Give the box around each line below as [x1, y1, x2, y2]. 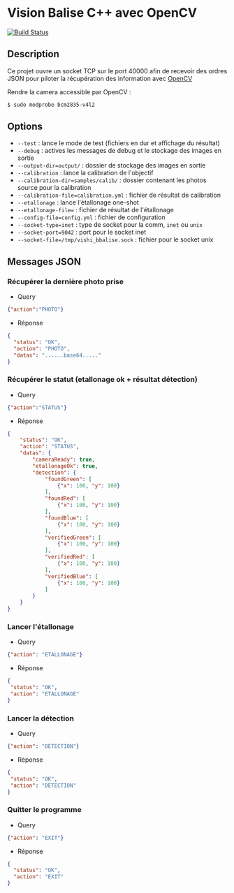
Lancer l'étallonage [7, 621, 75, 631]
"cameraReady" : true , [32, 456, 96, 464]
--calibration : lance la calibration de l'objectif [17, 169, 154, 177]
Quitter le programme [7, 805, 82, 815]
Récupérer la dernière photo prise [7, 276, 124, 286]
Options [7, 121, 43, 133]
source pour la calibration [17, 184, 92, 192]
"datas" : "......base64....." [13, 351, 101, 359]
